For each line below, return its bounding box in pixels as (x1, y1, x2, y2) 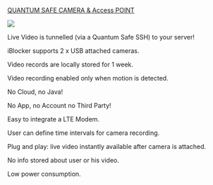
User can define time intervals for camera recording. (7, 129, 160, 137)
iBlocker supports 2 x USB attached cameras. (7, 47, 140, 55)
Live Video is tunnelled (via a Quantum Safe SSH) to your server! (7, 33, 195, 41)
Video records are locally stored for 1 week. (7, 60, 134, 68)
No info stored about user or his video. (7, 156, 120, 165)
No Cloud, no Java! (7, 88, 63, 96)
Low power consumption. (7, 169, 81, 178)
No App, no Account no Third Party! (7, 102, 111, 109)
